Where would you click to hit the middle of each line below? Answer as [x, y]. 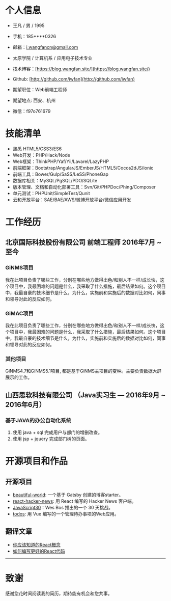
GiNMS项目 [19, 268]
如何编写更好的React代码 [39, 551]
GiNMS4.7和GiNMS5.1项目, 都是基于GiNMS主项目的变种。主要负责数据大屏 [83, 371]
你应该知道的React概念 [37, 544]
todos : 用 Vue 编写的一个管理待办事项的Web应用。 [66, 514]
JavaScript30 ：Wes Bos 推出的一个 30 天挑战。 [63, 508]
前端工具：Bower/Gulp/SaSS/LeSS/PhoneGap [60, 174]
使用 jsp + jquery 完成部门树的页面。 [51, 439]
